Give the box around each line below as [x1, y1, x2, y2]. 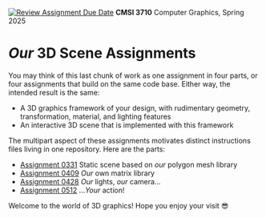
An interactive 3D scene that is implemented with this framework [19, 120, 234, 130]
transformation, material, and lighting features [19, 111, 171, 121]
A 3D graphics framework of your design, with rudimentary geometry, [19, 103, 251, 112]
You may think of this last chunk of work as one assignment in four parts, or [8, 71, 258, 80]
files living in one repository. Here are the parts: [8, 144, 166, 154]
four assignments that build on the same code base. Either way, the [8, 79, 231, 88]
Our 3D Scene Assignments [8, 44, 196, 63]
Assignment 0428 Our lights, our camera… [19, 176, 161, 186]
